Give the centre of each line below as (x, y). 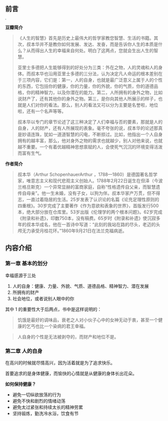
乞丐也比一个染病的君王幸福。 (57, 326)
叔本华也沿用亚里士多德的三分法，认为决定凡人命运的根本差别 (95, 74)
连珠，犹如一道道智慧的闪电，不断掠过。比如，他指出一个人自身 (97, 134)
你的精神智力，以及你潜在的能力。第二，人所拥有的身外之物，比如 (95, 92)
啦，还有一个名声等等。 (42, 111)
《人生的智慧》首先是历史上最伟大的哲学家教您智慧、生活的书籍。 (86, 38)
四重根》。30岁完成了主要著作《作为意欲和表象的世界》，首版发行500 (88, 206)
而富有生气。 (31, 153)
